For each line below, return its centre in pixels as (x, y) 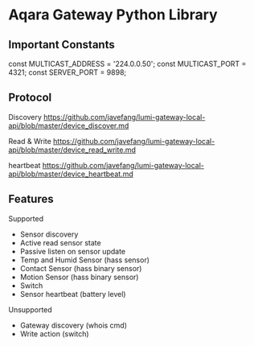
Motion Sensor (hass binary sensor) (79, 277)
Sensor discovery (49, 234)
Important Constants (61, 45)
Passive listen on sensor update (73, 251)
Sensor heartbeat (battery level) (73, 294)
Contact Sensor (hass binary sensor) (81, 268)
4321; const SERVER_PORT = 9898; (68, 72)
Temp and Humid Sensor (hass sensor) (85, 260)
